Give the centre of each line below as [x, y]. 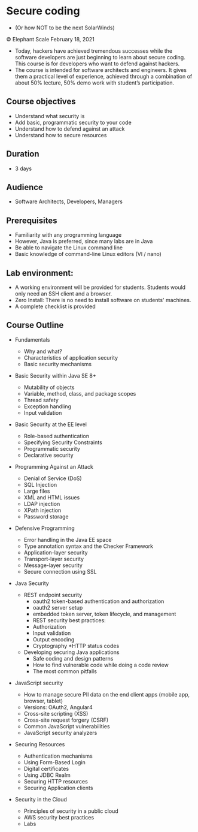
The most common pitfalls [65, 671]
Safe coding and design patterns [73, 658]
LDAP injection [42, 504]
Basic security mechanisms [57, 364]
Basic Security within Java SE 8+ [56, 375]
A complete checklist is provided [55, 306]
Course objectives [41, 102]
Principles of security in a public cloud [71, 811]
